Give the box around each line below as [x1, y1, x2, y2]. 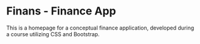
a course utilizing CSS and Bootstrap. [6, 30, 100, 37]
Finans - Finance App [6, 4, 117, 18]
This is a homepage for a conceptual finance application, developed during [6, 24, 195, 31]
